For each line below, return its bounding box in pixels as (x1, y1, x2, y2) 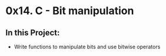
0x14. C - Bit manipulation (5, 4, 134, 18)
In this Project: (5, 28, 60, 38)
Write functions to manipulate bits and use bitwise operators (14, 43, 161, 50)
